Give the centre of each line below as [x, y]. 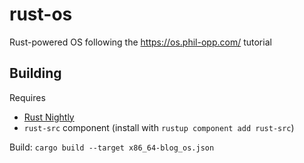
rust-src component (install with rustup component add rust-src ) [159, 127]
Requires [27, 97]
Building [35, 73]
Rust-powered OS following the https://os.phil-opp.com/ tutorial [140, 42]
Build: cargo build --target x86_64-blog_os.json [112, 147]
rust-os [41, 14]
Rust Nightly [49, 117]
